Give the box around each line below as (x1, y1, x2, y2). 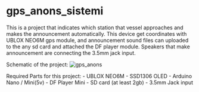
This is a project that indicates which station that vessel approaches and (6, 24, 184, 31)
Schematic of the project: (6, 61, 69, 68)
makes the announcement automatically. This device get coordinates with (6, 30, 187, 37)
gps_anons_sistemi (6, 4, 104, 18)
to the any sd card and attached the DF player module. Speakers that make (6, 43, 191, 50)
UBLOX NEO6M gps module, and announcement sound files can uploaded (6, 36, 189, 44)
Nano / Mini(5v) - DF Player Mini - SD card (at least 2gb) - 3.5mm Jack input (6, 79, 194, 86)
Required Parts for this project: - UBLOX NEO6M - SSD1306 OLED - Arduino (6, 72, 192, 79)
